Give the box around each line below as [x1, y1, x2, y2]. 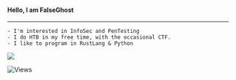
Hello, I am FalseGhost [7, 6, 74, 14]
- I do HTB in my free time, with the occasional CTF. [7, 34, 171, 41]
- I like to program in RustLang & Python [7, 40, 133, 47]
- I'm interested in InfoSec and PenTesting [7, 28, 140, 35]
